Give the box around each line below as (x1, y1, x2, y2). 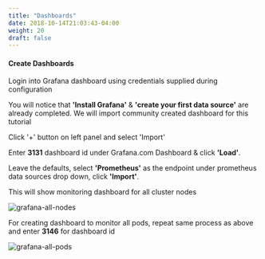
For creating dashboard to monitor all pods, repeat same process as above (8, 218, 254, 228)
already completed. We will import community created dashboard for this (8, 108, 249, 118)
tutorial (8, 117, 32, 127)
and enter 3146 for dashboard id (8, 226, 116, 236)
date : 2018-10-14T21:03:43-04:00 (8, 19, 120, 27)
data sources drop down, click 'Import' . (8, 172, 140, 182)
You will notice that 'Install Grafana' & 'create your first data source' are (8, 100, 249, 110)
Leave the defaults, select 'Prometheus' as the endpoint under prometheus (8, 163, 257, 173)
